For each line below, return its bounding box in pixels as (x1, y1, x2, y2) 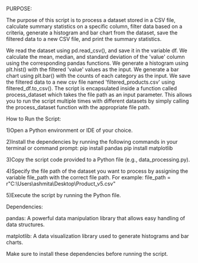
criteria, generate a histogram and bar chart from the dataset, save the (6, 29, 178, 36)
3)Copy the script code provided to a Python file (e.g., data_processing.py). (6, 156, 190, 163)
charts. (6, 239, 24, 246)
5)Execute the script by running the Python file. (6, 192, 121, 198)
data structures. (6, 221, 45, 228)
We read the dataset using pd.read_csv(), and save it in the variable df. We (6, 47, 187, 54)
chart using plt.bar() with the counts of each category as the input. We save (6, 72, 191, 79)
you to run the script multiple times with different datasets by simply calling (6, 97, 189, 104)
